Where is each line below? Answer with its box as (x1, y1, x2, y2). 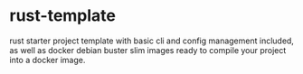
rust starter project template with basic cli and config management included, (9, 35, 294, 46)
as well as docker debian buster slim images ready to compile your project (9, 44, 287, 55)
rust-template (9, 5, 116, 26)
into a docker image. (9, 54, 86, 65)
